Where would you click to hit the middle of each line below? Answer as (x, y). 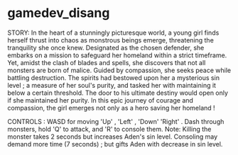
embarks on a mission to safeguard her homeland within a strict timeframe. (117, 55)
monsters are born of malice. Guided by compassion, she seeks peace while (119, 70)
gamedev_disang (59, 13)
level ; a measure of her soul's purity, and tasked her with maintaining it (112, 85)
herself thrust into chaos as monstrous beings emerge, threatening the (111, 40)
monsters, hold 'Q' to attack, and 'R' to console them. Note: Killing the (109, 129)
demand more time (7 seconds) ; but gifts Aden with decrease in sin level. (115, 144)
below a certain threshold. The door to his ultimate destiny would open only (118, 93)
